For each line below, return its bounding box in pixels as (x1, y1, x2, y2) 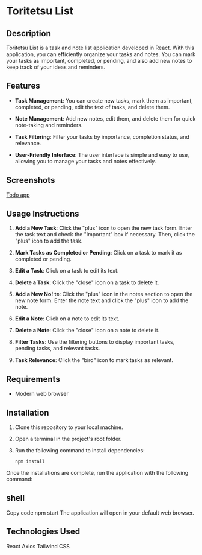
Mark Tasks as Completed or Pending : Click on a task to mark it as (14, 249, 182, 256)
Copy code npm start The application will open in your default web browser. (6, 509, 194, 516)
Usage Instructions (6, 209, 79, 219)
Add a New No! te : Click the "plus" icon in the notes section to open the (14, 291, 193, 298)
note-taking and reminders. (14, 121, 83, 128)
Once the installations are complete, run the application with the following (6, 469, 189, 477)
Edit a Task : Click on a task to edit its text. (14, 267, 119, 274)
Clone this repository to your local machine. (14, 423, 123, 431)
